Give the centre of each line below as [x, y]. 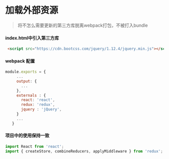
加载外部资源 [32, 10]
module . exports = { [26, 72]
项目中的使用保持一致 [27, 136]
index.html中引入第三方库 [32, 38]
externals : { [31, 95]
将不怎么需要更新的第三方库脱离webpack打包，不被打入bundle [83, 25]
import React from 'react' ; [35, 146]
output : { [27, 81]
